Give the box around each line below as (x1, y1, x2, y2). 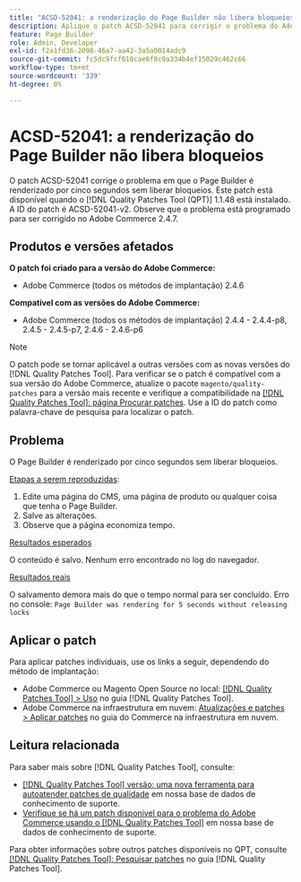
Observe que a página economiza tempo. (21, 520, 176, 531)
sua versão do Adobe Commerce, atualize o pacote (9, 378, 199, 389)
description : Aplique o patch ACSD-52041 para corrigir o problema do (9, 22, 279, 30)
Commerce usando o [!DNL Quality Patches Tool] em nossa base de (21, 817, 274, 827)
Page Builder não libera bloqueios (9, 145, 264, 166)
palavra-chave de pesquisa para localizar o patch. (9, 407, 194, 418)
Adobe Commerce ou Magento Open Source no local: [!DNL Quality (21, 683, 272, 694)
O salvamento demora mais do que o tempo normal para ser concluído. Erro (9, 589, 289, 601)
